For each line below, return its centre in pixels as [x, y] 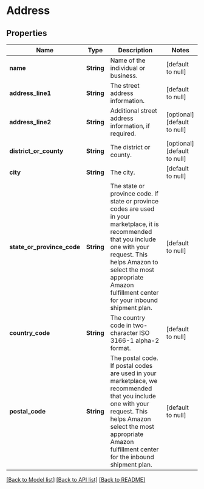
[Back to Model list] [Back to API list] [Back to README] [76, 480]
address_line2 [30, 122]
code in [121, 325]
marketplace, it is [134, 224]
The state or [127, 186]
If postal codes [131, 366]
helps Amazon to [134, 262]
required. [123, 133]
